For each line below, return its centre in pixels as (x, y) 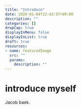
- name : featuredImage (28, 51)
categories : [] (21, 23)
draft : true (17, 42)
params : (17, 60)
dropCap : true (20, 28)
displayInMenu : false (27, 32)
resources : (16, 46)
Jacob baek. (18, 102)
